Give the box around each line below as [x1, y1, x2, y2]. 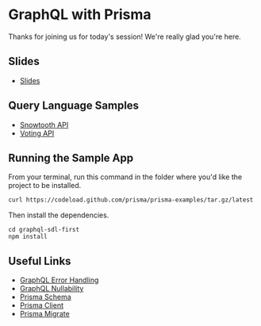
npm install [8, 232, 48, 241]
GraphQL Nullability [19, 284, 84, 293]
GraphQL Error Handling [19, 275, 99, 285]
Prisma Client [19, 301, 64, 310]
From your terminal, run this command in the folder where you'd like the [8, 172, 243, 182]
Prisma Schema [19, 292, 71, 302]
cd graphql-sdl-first [8, 226, 80, 234]
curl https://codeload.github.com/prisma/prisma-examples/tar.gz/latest [8, 196, 254, 204]
